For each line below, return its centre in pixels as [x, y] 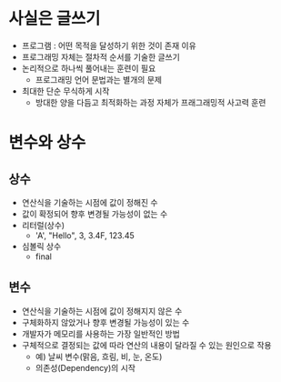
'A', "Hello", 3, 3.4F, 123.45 [85, 235]
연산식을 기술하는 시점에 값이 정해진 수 [90, 202]
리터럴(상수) [43, 225]
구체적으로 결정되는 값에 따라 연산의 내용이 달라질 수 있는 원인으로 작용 [146, 345]
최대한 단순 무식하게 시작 [65, 91]
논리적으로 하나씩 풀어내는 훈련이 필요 [89, 68]
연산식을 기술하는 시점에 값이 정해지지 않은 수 [102, 311]
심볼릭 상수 [41, 246]
